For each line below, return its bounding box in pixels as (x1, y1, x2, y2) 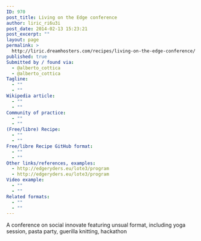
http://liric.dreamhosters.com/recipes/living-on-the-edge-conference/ (11, 48, 196, 54)
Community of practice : (6, 110, 66, 116)
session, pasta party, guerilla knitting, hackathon (6, 228, 127, 235)
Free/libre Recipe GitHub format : (6, 143, 94, 149)
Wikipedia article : (6, 93, 56, 99)
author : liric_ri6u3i (6, 20, 61, 26)
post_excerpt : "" (6, 31, 50, 37)
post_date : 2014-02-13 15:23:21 (6, 25, 88, 32)
